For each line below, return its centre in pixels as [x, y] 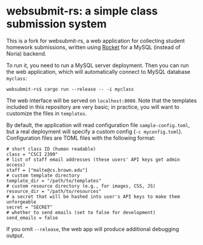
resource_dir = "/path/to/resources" [54, 191]
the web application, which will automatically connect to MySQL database [98, 71]
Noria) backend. [26, 53]
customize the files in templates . [47, 113]
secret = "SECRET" [29, 207]
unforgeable [21, 202]
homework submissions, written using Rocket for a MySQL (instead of [93, 47]
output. [15, 235]
